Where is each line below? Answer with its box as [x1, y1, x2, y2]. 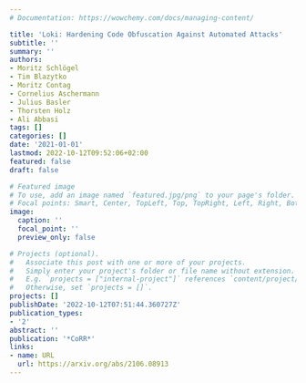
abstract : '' [9, 326, 59, 335]
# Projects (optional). [9, 249, 100, 258]
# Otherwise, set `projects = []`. [9, 284, 153, 293]
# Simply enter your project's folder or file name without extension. [9, 266, 296, 275]
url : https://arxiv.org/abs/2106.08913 [17, 359, 169, 369]
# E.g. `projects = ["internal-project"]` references [9, 274, 226, 284]
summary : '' [9, 47, 55, 56]
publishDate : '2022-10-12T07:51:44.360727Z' [9, 300, 181, 309]
